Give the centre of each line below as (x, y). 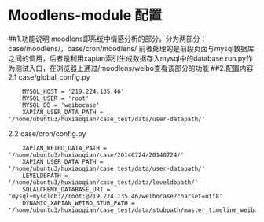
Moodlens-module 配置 (85, 15)
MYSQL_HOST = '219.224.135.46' (73, 91)
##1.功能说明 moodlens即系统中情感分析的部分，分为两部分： (108, 39)
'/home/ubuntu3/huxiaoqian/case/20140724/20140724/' (96, 155)
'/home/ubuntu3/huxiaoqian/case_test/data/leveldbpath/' (103, 182)
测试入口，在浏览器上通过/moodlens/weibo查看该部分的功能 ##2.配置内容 (134, 68)
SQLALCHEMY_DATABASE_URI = (66, 189)
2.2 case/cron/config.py (47, 133)
